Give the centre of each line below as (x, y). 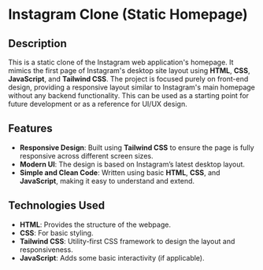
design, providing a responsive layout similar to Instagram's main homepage (132, 87)
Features (30, 128)
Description (37, 44)
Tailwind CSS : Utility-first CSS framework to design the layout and (127, 241)
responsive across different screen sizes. (86, 155)
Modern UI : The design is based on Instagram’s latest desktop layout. (132, 164)
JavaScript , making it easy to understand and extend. (107, 181)
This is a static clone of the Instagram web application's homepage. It (121, 62)
